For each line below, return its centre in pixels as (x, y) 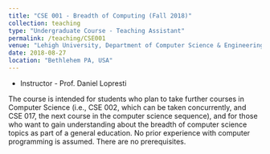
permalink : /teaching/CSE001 (57, 38)
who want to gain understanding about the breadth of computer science (128, 124)
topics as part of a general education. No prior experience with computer (129, 132)
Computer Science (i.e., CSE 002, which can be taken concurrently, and (127, 107)
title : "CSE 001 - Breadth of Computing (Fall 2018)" (100, 16)
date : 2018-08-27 (37, 53)
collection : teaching (45, 23)
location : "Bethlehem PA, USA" (61, 61)
